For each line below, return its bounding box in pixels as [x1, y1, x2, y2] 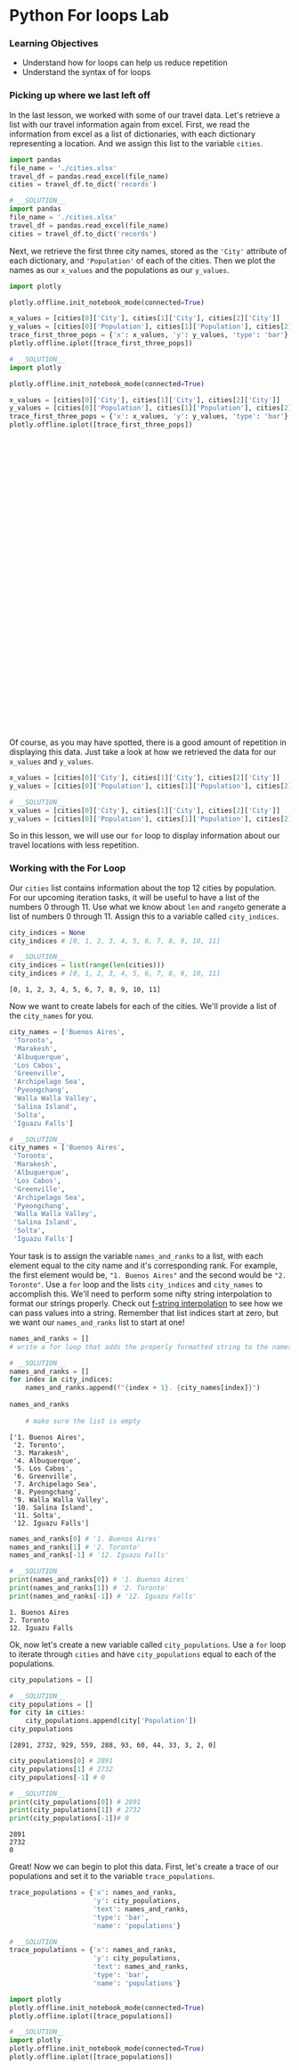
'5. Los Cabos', [12, 1464, 74, 1473]
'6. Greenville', [12, 1471, 77, 1481]
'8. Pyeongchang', [12, 1487, 82, 1496]
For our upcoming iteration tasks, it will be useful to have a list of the [9, 891, 260, 902]
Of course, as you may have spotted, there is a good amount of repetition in [9, 737, 287, 748]
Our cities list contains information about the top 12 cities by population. [9, 882, 277, 893]
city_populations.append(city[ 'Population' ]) [25, 1717, 198, 1726]
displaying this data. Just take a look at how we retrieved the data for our [9, 747, 277, 758]
